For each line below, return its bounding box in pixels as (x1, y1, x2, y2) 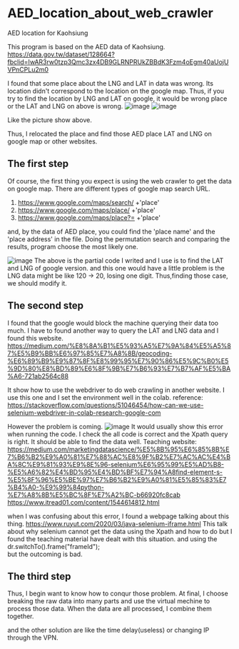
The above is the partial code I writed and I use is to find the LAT (34, 256, 224, 265)
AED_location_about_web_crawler (7, 5, 214, 21)
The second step (7, 300, 84, 312)
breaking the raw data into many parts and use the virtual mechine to (7, 597, 210, 605)
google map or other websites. (7, 137, 98, 146)
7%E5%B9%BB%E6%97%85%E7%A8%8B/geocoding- (7, 348, 173, 358)
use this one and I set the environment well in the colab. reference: (7, 393, 203, 401)
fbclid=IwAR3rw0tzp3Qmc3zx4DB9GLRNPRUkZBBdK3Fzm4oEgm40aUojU (7, 57, 229, 66)
